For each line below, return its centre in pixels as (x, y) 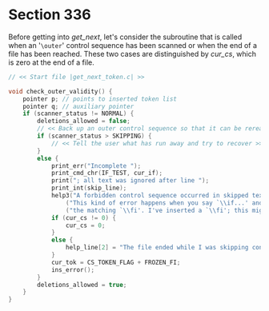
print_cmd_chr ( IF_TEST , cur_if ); (106, 173)
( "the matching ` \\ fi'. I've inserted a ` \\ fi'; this (157, 210)
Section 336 (50, 15)
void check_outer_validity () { (60, 91)
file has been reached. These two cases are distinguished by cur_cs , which (132, 54)
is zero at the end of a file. (51, 62)
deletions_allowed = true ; (82, 285)
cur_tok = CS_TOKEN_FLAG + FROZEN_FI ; (116, 262)
